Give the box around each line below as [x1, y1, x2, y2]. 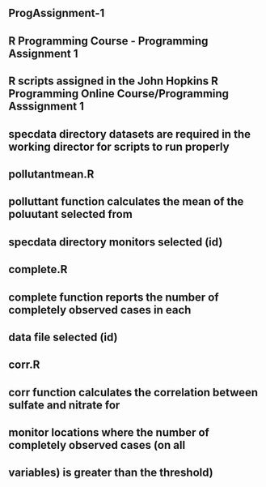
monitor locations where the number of [8, 425, 210, 440]
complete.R [8, 263, 68, 276]
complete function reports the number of [8, 290, 219, 304]
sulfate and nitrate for [8, 398, 120, 412]
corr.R [8, 358, 40, 372]
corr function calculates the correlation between [8, 385, 259, 399]
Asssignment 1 [8, 100, 85, 113]
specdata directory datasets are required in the [8, 127, 251, 141]
